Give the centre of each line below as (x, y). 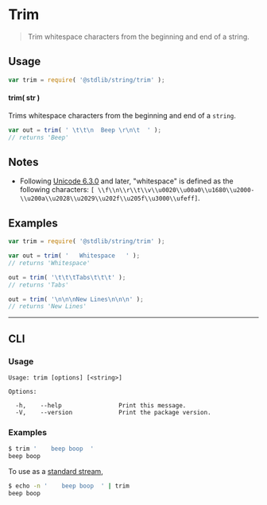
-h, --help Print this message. (101, 406)
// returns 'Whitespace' (49, 263)
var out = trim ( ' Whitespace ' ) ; (74, 256)
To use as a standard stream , (56, 472)
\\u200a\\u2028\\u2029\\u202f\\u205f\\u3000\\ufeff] (109, 199)
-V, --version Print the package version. (114, 413)
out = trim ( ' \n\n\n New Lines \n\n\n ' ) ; (76, 299)
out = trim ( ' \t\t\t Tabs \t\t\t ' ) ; (67, 277)
